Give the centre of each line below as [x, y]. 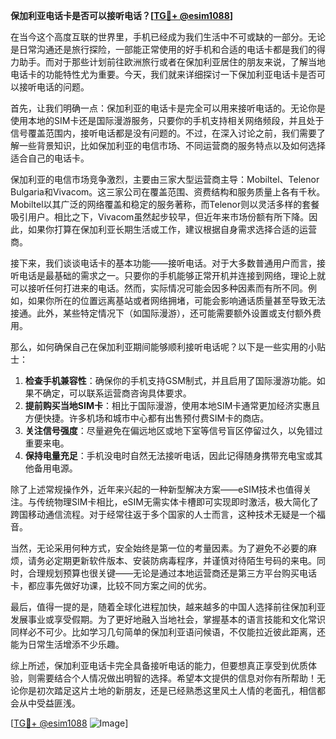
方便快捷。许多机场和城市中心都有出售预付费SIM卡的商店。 [147, 418]
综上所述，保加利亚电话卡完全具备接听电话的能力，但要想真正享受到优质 [159, 665]
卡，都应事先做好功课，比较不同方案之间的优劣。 [111, 585]
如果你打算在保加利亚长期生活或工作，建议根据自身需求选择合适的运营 [172, 229]
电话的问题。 [63, 87]
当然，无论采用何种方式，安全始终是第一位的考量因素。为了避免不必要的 [159, 548]
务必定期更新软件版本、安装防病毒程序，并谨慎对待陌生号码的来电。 [176, 560]
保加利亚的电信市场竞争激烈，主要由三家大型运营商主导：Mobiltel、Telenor [165, 179]
